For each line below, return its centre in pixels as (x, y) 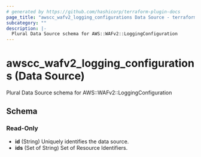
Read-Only (22, 128)
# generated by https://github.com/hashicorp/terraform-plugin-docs (93, 12)
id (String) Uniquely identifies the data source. (72, 141)
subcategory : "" (26, 23)
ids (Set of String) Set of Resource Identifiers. (71, 147)
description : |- (26, 28)
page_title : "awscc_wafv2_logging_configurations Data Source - (88, 17)
